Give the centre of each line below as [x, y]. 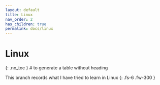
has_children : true [26, 24]
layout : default [22, 10]
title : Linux [19, 15]
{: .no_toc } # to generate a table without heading [57, 68]
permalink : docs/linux [29, 29]
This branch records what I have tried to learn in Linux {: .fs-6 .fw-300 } [80, 78]
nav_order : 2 [19, 19]
